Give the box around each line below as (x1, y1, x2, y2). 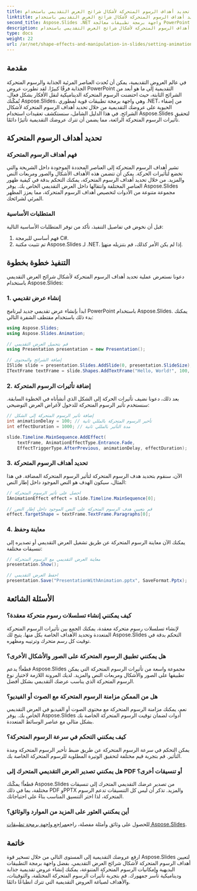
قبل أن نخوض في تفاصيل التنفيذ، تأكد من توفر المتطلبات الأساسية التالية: (6, 223, 164, 230)
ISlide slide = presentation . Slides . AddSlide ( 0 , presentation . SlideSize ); (6, 363, 193, 368)
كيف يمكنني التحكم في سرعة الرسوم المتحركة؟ (6, 733, 126, 741)
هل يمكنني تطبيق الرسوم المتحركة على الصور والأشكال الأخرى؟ (6, 652, 166, 660)
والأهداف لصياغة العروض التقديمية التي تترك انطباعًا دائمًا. (6, 878, 131, 886)
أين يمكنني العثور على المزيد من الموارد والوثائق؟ (6, 807, 129, 815)
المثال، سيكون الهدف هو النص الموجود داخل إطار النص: (6, 479, 127, 486)
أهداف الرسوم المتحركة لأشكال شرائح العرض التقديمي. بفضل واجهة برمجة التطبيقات (6, 860, 191, 867)
